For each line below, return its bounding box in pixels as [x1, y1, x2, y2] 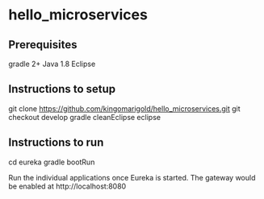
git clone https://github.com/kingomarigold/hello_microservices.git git [8, 103, 241, 114]
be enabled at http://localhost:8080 [8, 181, 127, 191]
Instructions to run [8, 135, 104, 150]
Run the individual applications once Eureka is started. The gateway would [8, 172, 256, 182]
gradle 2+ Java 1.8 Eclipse [8, 59, 96, 68]
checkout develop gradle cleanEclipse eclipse [8, 112, 161, 122]
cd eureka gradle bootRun [8, 157, 95, 167]
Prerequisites [8, 38, 78, 52]
